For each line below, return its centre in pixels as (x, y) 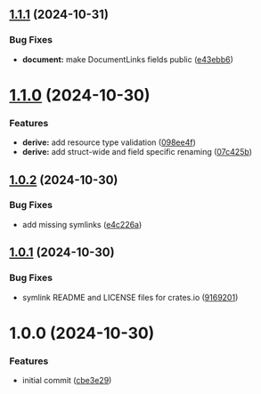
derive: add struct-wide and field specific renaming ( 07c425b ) (137, 152)
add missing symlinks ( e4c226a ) (82, 224)
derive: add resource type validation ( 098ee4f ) (109, 142)
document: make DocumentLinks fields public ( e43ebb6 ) (128, 59)
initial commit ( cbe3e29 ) (67, 381)
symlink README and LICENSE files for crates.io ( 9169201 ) (130, 297)
